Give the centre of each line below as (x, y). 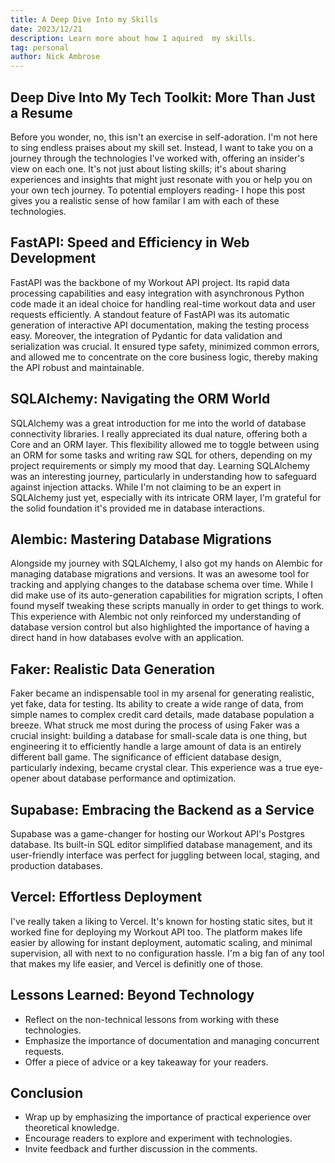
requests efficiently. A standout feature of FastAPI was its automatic (150, 314)
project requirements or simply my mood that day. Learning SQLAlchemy (160, 465)
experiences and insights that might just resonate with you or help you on (161, 179)
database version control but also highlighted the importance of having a (160, 627)
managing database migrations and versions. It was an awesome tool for (160, 574)
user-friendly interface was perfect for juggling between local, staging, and (165, 855)
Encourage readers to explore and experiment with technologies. (158, 1138)
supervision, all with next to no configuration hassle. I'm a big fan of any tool (167, 953)
